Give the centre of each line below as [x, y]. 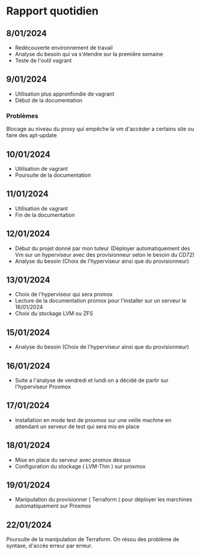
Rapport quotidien [53, 11]
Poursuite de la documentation [53, 175]
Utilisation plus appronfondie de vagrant [65, 94]
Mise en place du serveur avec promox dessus [73, 460]
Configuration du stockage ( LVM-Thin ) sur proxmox [80, 466]
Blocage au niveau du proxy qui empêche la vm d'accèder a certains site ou [100, 129]
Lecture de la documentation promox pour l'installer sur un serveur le [101, 301]
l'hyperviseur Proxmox [43, 387]
